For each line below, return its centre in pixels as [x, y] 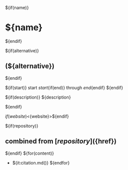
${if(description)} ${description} [38, 97]
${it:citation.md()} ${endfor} [41, 163]
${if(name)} [17, 8]
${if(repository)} [22, 126]
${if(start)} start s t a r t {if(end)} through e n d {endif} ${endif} [64, 87]
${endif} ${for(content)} [30, 153]
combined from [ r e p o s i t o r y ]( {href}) [61, 141]
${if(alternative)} [22, 51]
